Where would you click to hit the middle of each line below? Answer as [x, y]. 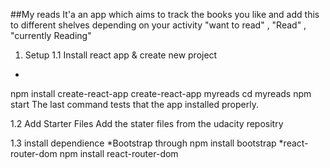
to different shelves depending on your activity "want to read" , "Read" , [158, 25]
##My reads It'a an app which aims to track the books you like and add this [165, 14]
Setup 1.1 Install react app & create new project [121, 55]
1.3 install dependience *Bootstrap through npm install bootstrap [143, 143]
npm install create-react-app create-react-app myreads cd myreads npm [161, 93]
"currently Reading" [51, 35]
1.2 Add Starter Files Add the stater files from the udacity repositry [147, 123]
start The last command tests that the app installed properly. [134, 104]
